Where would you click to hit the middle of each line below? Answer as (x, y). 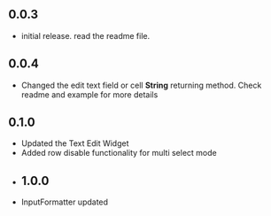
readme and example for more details (89, 94)
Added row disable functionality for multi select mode (119, 153)
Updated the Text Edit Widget (75, 143)
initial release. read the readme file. (85, 35)
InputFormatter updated (64, 202)
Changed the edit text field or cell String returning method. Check (141, 85)
